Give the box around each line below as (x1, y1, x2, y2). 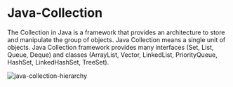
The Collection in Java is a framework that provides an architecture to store (7, 28, 225, 36)
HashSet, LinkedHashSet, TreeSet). (7, 58, 109, 66)
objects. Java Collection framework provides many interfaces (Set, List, (7, 43, 214, 51)
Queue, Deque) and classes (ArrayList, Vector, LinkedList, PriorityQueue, (7, 51, 218, 59)
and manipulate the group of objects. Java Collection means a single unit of (7, 35, 226, 43)
